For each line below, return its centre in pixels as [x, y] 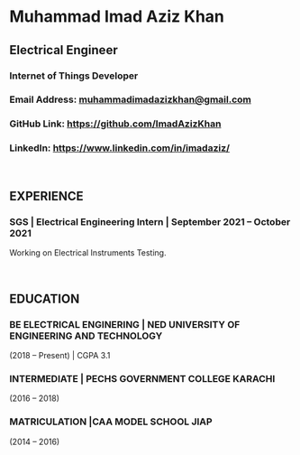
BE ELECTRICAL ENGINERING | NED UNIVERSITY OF [125, 324]
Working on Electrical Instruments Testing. [88, 253]
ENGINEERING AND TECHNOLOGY [86, 336]
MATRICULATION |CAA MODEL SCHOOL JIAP [111, 422]
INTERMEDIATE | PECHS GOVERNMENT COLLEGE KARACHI [142, 378]
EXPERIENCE [46, 196]
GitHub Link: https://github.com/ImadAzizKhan [115, 124]
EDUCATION [45, 298]
